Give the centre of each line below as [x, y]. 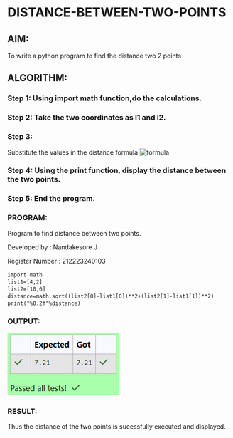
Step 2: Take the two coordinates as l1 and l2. [87, 118]
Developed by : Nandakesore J [53, 247]
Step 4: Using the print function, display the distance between [117, 170]
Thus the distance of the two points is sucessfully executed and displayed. [116, 427]
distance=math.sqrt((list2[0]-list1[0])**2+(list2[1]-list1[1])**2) [111, 296]
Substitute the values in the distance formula [73, 152]
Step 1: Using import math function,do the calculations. [105, 98]
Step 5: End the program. [52, 199]
